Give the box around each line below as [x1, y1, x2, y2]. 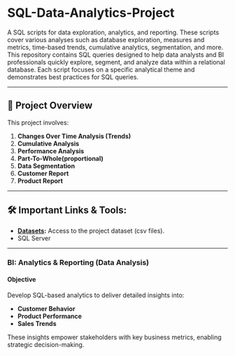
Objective [7, 275, 36, 284]
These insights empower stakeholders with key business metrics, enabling [7, 333, 222, 341]
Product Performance [17, 312, 83, 320]
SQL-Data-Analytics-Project [7, 5, 175, 21]
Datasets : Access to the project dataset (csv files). [17, 226, 165, 235]
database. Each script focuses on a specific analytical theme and [7, 65, 195, 74]
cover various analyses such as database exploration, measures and [7, 35, 205, 43]
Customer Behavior [17, 304, 76, 313]
